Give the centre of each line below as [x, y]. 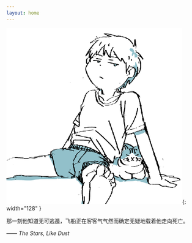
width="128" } [24, 208]
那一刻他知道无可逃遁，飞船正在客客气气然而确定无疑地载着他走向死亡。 [97, 221]
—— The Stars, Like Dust [38, 233]
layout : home [23, 13]
